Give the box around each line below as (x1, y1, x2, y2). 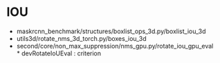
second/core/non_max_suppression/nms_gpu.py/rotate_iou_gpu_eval (16, 42, 214, 50)
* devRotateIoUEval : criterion (16, 49, 102, 57)
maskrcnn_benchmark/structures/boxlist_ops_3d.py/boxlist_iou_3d (16, 27, 206, 35)
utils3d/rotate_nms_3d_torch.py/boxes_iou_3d (16, 34, 147, 42)
